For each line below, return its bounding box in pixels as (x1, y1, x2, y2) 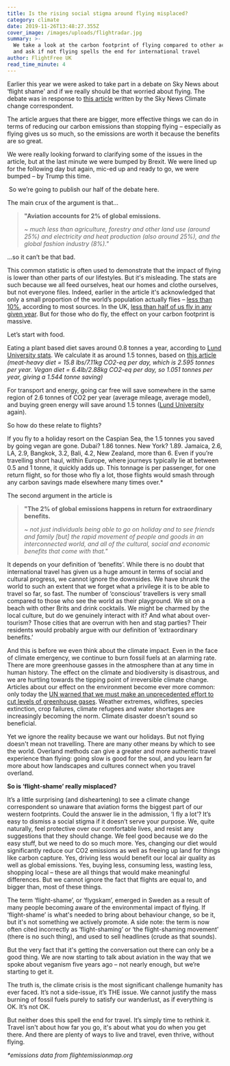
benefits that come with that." (23, 547, 108, 555)
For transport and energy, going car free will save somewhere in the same (7, 386, 216, 394)
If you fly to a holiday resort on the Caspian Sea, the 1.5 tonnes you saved (7, 434, 214, 443)
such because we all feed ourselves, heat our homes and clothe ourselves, (7, 280, 218, 288)
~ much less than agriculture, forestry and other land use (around (23, 225, 210, 233)
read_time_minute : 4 (7, 61, 66, 68)
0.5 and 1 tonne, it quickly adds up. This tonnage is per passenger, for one (7, 463, 216, 471)
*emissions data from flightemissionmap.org (7, 1051, 133, 1059)
